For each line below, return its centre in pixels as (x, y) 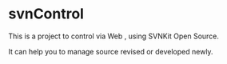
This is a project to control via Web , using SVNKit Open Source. (114, 36)
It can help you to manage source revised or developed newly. (111, 51)
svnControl (46, 14)
